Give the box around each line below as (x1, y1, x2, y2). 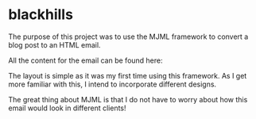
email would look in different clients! (8, 103, 126, 113)
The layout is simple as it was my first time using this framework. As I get (8, 71, 247, 80)
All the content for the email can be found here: (8, 56, 163, 65)
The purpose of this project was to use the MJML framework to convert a (8, 32, 249, 41)
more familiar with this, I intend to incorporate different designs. (8, 79, 217, 89)
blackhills (8, 6, 74, 24)
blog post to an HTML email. (8, 40, 101, 49)
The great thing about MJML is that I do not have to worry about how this (8, 94, 248, 104)
